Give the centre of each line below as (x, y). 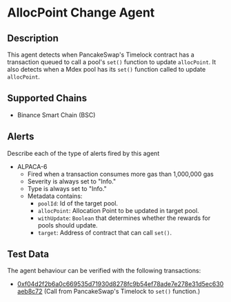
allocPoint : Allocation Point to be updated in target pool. (118, 210)
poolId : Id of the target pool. (78, 203)
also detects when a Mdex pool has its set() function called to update (107, 69)
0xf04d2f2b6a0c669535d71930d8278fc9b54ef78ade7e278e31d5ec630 (120, 284)
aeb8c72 (30, 292)
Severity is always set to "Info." (71, 181)
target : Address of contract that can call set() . (105, 232)
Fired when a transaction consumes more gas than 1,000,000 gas (120, 174)
